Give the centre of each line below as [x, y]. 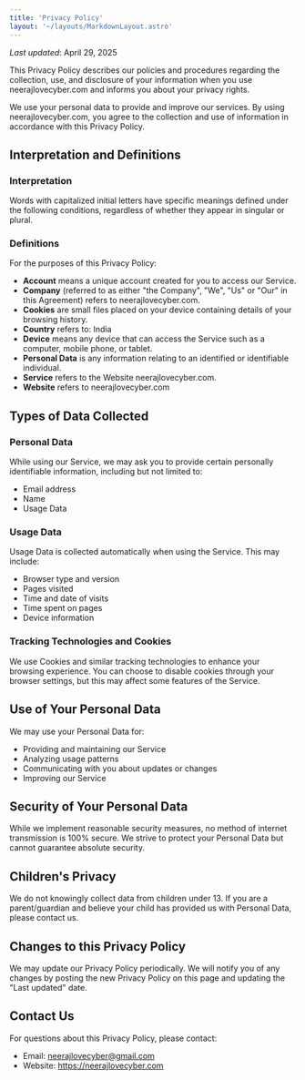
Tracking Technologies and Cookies [91, 641]
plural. [21, 220]
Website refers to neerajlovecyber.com [96, 387]
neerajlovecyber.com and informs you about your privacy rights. [130, 89]
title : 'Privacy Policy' [56, 18]
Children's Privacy [63, 876]
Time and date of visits [66, 598]
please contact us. [44, 918]
